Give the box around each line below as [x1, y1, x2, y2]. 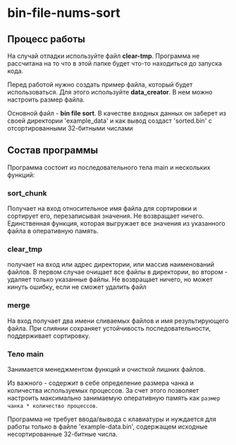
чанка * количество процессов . [7, 401, 98, 410]
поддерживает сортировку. [7, 331, 90, 340]
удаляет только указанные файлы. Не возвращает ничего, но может [7, 275, 213, 284]
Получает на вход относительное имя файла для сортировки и [7, 205, 197, 213]
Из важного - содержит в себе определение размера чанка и [7, 379, 194, 387]
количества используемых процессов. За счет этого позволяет [7, 386, 199, 394]
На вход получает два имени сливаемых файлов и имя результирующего [7, 316, 229, 325]
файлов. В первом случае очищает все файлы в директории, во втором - [7, 268, 228, 276]
